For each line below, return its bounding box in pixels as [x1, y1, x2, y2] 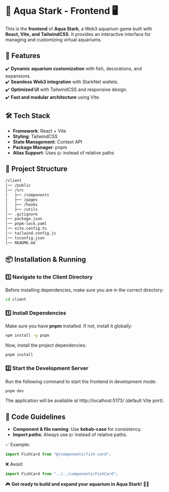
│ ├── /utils [5, 207, 38, 212]
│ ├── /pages [5, 197, 38, 202]
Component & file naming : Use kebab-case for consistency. [12, 426, 142, 432]
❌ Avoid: [5, 461, 24, 467]
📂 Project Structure [5, 164, 68, 173]
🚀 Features [5, 51, 41, 60]
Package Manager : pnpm [12, 144, 68, 150]
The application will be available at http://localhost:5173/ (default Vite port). [5, 397, 164, 404]
